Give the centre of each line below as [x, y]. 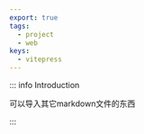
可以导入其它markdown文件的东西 [72, 103]
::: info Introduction [45, 85]
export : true [34, 18]
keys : [19, 51]
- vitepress [40, 59]
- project [36, 34]
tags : [19, 26]
